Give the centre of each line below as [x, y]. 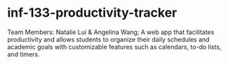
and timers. [24, 54]
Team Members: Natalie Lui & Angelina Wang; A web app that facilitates [111, 32]
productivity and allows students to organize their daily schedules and [108, 39]
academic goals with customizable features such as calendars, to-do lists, [114, 47]
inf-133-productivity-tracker [92, 13]
